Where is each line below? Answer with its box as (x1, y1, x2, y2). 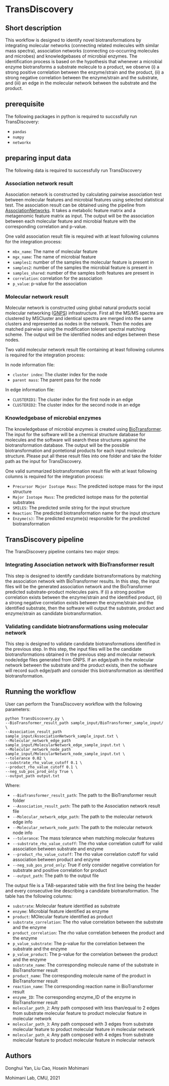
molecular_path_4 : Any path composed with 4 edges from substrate (12, 1031, 154, 1038)
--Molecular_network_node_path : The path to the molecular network (12, 824, 153, 830)
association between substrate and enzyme (12, 846, 103, 852)
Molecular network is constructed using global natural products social (5, 304, 150, 311)
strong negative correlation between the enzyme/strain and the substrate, (5, 75, 159, 80)
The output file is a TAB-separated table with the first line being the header (5, 882, 161, 888)
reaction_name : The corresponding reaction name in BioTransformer (12, 983, 154, 989)
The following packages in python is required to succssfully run (5, 113, 137, 119)
